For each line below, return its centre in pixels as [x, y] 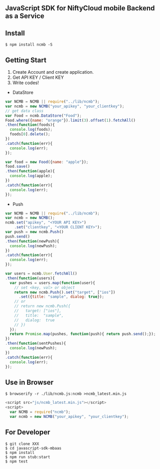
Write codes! [26, 83]
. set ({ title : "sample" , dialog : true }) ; [61, 297]
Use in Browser [29, 382]
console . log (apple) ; [31, 176]
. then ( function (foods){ [30, 125]
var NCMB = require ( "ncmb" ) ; [40, 412]
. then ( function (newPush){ [32, 241]
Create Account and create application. [53, 72]
